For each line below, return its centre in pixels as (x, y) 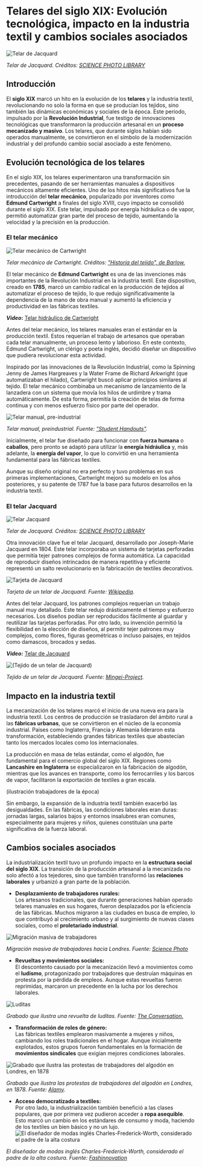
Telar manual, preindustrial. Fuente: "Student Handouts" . (77, 428)
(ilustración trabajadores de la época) (53, 791)
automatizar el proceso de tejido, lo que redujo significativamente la (90, 293)
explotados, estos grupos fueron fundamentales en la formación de (99, 1047)
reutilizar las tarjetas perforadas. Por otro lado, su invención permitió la (94, 623)
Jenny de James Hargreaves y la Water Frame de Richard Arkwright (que (97, 373)
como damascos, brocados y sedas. (51, 642)
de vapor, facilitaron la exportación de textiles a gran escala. (81, 780)
